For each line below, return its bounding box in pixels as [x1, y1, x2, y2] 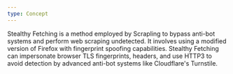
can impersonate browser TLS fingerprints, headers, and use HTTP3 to [7, 52, 212, 60]
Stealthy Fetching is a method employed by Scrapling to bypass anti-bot [7, 29, 216, 38]
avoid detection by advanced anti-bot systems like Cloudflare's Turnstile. [7, 59, 218, 67]
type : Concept [7, 10, 49, 17]
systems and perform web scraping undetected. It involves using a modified [7, 36, 227, 45]
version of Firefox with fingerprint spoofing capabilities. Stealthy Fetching [7, 44, 219, 52]
